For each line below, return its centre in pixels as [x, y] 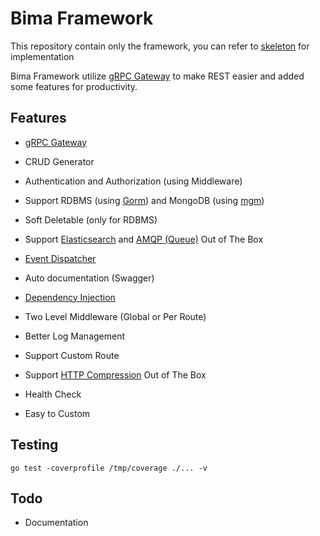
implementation [42, 56]
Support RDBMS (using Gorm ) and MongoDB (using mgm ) [144, 200]
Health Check [53, 394]
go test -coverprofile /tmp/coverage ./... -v [109, 468]
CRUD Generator [59, 161]
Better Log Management [75, 336]
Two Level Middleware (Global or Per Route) [115, 316]
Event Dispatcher [60, 258]
